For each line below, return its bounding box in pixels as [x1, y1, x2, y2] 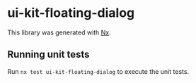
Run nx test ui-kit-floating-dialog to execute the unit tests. [7, 67, 190, 75]
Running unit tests [7, 49, 90, 60]
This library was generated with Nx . [7, 28, 111, 37]
